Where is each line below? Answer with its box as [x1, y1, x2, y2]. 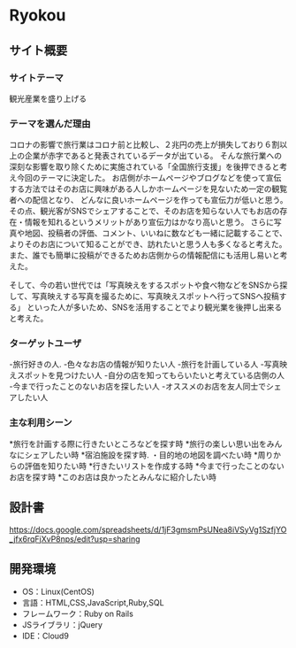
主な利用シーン [9, 417, 72, 429]
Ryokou [9, 5, 66, 26]
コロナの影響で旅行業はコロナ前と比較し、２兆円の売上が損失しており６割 [9, 139, 280, 150]
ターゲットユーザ [9, 337, 82, 350]
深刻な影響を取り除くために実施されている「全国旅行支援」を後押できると [9, 161, 280, 173]
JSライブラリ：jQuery [21, 620, 103, 630]
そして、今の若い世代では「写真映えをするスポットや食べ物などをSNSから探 [9, 280, 288, 290]
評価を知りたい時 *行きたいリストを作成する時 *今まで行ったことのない [24, 460, 285, 471]
